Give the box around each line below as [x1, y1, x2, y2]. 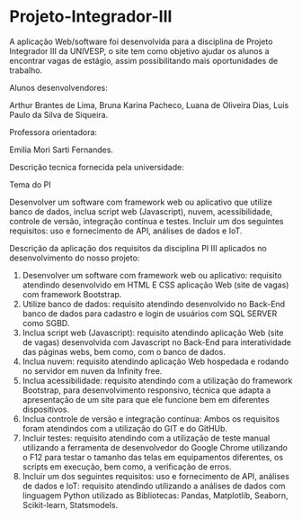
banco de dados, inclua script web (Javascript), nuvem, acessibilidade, [9, 205, 273, 217]
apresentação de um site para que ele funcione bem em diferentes [22, 394, 270, 405]
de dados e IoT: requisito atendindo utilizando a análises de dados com [22, 480, 286, 491]
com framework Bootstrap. [22, 288, 122, 299]
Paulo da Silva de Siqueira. [9, 109, 109, 120]
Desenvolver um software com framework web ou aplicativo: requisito [22, 269, 282, 280]
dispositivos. [22, 404, 70, 414]
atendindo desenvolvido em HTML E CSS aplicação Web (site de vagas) [22, 279, 289, 290]
